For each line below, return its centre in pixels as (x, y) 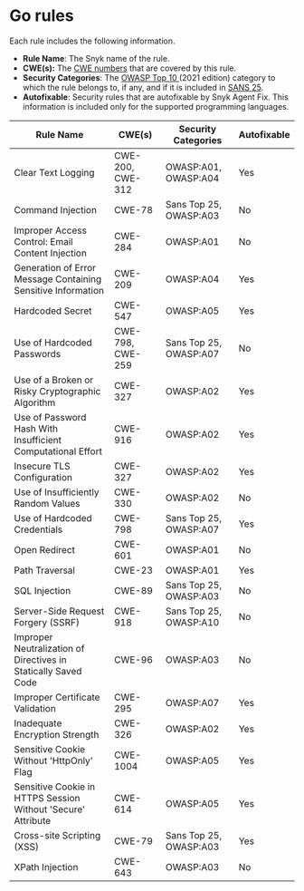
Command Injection (56, 209)
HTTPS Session (47, 798)
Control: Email (44, 241)
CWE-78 (134, 209)
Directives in (40, 660)
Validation (35, 708)
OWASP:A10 (192, 622)
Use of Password (50, 417)
